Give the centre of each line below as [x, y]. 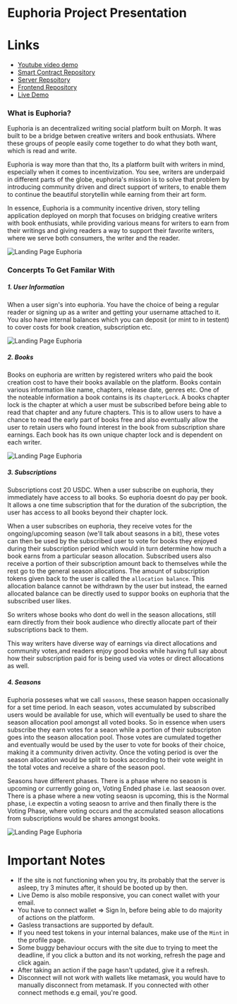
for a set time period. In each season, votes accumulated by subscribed [111, 708]
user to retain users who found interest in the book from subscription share [116, 428]
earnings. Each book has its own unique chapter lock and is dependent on [115, 435]
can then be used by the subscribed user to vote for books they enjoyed [112, 541]
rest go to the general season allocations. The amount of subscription [109, 571]
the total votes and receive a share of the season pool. [86, 768]
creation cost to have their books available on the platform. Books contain [114, 382]
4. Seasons [24, 682]
